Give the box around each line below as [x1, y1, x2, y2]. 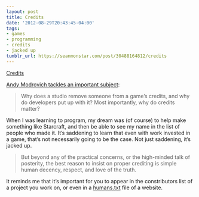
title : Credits [6, 14, 44, 20]
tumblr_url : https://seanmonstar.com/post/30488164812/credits [6, 53, 167, 59]
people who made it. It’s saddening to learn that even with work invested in [6, 129, 191, 136]
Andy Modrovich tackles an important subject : [6, 81, 120, 88]
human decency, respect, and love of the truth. [20, 166, 137, 173]
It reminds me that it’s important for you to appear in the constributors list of [6, 177, 193, 185]
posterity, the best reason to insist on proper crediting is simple [20, 160, 177, 167]
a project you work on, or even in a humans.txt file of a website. [6, 184, 163, 191]
